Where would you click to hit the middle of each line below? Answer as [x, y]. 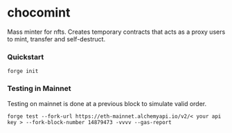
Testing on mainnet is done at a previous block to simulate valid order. [107, 103]
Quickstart [26, 57]
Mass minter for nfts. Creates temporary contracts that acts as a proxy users [116, 32]
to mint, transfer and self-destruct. [56, 39]
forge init [23, 71]
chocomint [39, 13]
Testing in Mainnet [39, 89]
